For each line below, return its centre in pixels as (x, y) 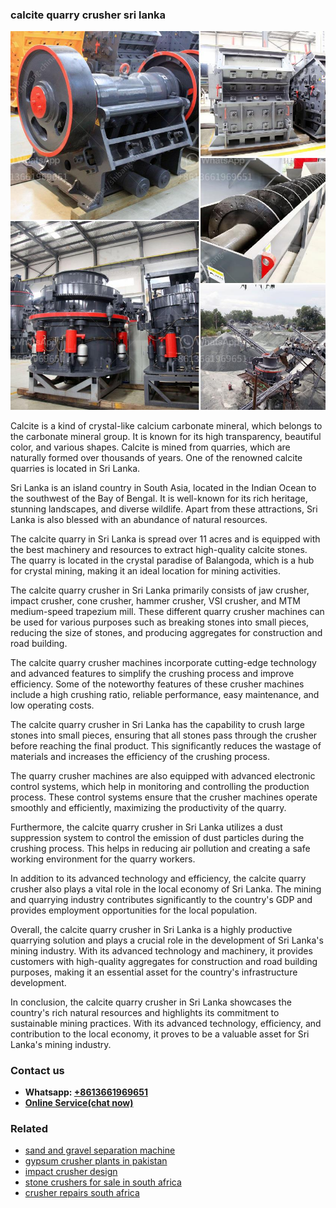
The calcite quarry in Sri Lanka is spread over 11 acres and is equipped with (165, 539)
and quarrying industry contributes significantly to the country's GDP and (161, 899)
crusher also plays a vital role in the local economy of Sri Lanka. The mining (166, 889)
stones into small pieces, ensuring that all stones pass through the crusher (164, 735)
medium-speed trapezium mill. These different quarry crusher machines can (167, 611)
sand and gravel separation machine (100, 1150)
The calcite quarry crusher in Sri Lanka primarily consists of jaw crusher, (160, 590)
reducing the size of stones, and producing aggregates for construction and (166, 632)
